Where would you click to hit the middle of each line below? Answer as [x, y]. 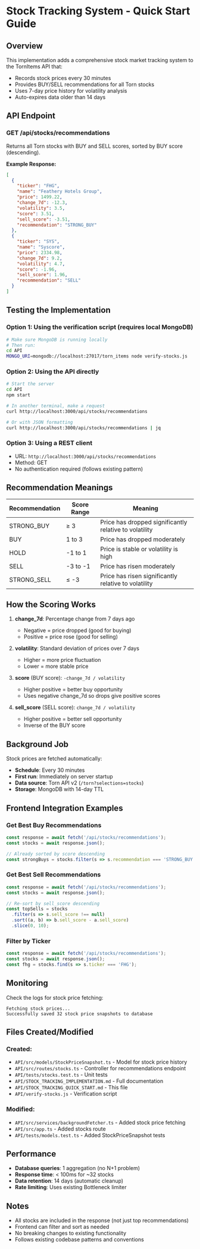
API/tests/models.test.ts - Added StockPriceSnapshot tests [90, 1135]
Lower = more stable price [56, 666]
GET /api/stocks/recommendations [58, 133]
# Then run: [21, 345]
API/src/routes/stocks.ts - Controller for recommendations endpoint [100, 1068]
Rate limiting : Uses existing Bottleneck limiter [71, 1187]
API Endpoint [31, 116]
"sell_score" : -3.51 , [43, 219]
